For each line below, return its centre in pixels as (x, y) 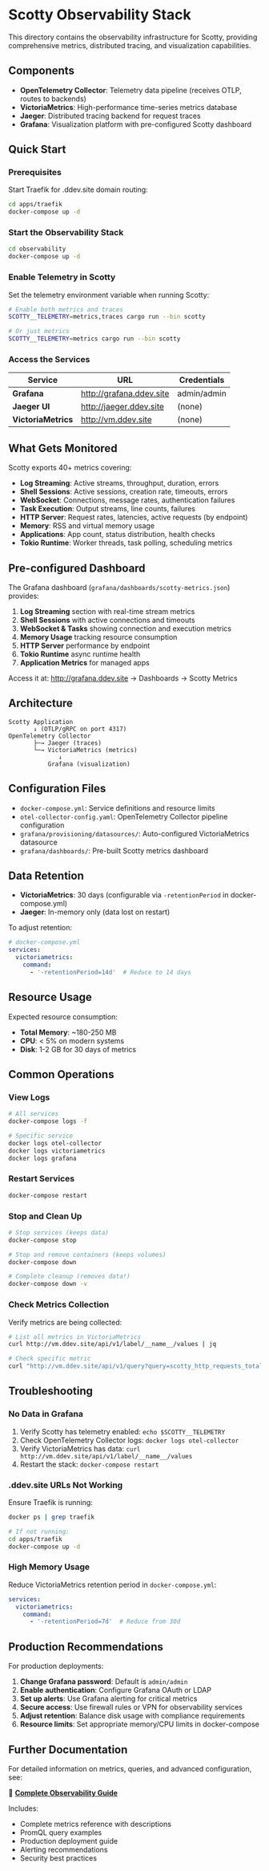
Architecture (41, 704)
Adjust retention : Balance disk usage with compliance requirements (132, 1716)
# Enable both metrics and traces (66, 309)
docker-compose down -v (48, 1284)
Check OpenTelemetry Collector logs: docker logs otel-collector (129, 1440)
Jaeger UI (31, 407)
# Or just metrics (39, 331)
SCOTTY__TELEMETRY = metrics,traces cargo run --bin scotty (107, 317)
